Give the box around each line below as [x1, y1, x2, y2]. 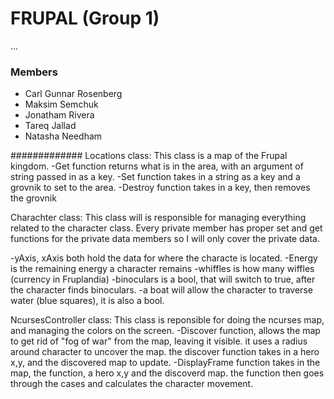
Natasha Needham [24, 130, 103, 142]
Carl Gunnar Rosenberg [24, 88, 123, 100]
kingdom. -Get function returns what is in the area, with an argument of [10, 160, 304, 172]
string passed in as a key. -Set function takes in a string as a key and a [10, 171, 301, 183]
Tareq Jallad [24, 120, 77, 132]
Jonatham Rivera [24, 109, 95, 121]
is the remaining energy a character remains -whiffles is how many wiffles [10, 263, 315, 275]
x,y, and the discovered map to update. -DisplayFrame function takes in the [10, 357, 321, 369]
